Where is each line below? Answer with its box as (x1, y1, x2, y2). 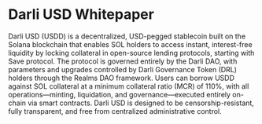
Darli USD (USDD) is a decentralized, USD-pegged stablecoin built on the (8, 31, 246, 41)
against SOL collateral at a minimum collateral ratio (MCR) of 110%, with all (8, 81, 249, 91)
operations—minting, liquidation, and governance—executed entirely (8, 89, 231, 99)
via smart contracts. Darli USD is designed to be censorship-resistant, (27, 98, 254, 108)
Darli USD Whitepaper (8, 5, 155, 24)
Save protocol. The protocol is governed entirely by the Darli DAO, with (8, 57, 238, 66)
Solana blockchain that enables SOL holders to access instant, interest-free (8, 39, 253, 49)
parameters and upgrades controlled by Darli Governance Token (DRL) (8, 64, 238, 74)
